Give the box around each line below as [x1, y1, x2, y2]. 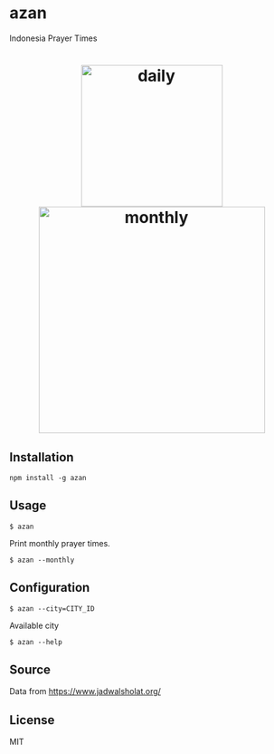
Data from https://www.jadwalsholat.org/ [9, 686, 161, 697]
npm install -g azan [9, 473, 88, 482]
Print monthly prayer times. [9, 537, 110, 548]
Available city [9, 620, 60, 631]
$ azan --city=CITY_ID [9, 604, 95, 614]
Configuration [9, 580, 90, 595]
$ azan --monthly [9, 556, 75, 565]
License [9, 712, 55, 728]
